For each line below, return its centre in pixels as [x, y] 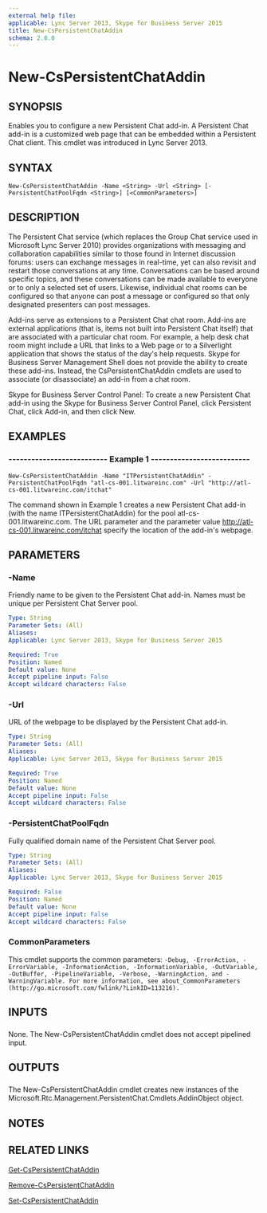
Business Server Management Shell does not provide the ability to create [128, 362]
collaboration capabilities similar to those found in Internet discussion [122, 253]
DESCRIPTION [44, 217]
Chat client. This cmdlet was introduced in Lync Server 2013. [108, 143]
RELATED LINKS [49, 1150]
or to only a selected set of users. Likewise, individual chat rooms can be [128, 287]
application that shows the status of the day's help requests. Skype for [124, 353]
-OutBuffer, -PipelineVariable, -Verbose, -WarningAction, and [116, 974]
